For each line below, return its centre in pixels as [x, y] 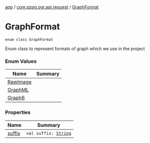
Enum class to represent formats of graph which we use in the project [75, 49]
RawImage [19, 82]
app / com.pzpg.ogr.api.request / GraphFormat [52, 7]
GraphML [18, 90]
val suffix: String [49, 133]
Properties [18, 112]
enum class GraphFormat [29, 39]
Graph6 [16, 98]
